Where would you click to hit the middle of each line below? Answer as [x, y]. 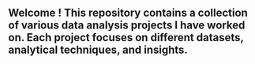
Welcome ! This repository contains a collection [128, 13]
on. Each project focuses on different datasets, [126, 38]
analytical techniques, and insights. [98, 50]
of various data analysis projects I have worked [127, 26]
